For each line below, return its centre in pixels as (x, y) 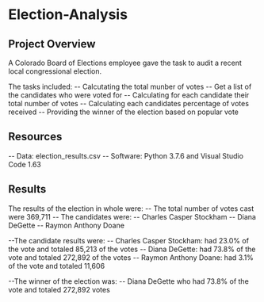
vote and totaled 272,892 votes (59, 289)
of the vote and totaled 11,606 (57, 266)
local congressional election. (55, 71)
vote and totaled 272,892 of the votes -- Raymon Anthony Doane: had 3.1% (131, 257)
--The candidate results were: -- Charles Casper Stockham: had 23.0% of (129, 240)
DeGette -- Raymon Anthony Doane (67, 225)
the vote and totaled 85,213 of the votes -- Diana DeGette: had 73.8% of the (132, 249)
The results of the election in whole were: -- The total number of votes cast (131, 208)
